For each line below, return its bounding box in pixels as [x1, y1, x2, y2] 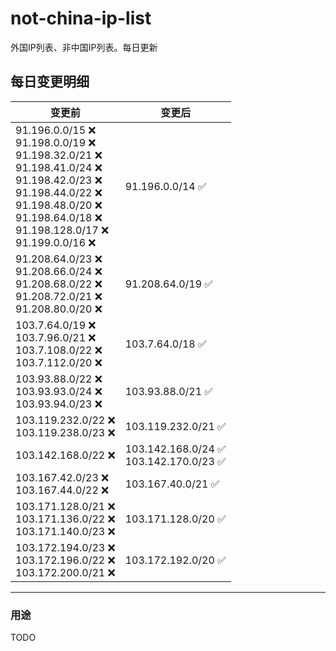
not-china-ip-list [10, 7, 152, 30]
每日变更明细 [10, 73, 90, 91]
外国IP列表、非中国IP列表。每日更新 [10, 41, 158, 53]
